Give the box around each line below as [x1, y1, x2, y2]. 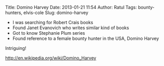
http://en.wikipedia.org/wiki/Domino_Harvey [5, 55, 96, 61]
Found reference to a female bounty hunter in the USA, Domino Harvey [12, 35, 159, 41]
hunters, [5, 10, 23, 16]
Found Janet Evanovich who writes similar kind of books [12, 25, 129, 31]
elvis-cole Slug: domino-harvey [23, 10, 89, 16]
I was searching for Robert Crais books [12, 20, 94, 25]
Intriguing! [5, 45, 27, 51]
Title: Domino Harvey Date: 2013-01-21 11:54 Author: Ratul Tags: [5, 5, 137, 10]
